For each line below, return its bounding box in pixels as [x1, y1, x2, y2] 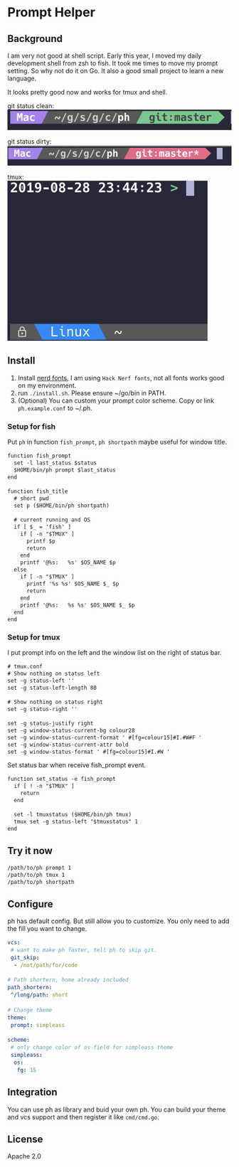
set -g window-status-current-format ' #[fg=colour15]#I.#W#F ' [7, 734, 202, 742]
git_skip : [10, 954, 40, 961]
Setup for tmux [7, 632, 60, 642]
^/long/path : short [10, 991, 69, 999]
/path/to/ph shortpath [7, 879, 75, 886]
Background [7, 33, 63, 45]
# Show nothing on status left [7, 670, 100, 678]
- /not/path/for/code [14, 961, 78, 969]
